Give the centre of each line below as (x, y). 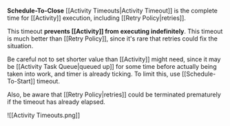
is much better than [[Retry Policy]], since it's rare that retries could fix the (113, 39)
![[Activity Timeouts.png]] (44, 115)
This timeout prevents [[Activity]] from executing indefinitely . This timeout (115, 31)
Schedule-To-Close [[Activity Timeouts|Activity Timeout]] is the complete (113, 11)
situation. (20, 46)
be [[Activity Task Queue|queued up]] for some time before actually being (112, 66)
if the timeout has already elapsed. (56, 102)
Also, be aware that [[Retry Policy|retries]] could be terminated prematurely (114, 94)
